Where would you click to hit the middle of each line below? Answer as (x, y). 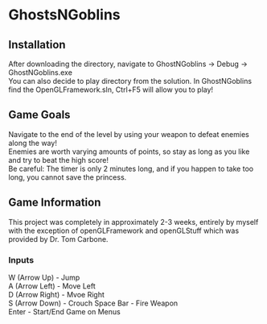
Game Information (55, 203)
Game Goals (39, 115)
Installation (37, 45)
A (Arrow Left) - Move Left (52, 286)
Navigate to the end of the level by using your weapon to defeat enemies (129, 134)
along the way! (33, 143)
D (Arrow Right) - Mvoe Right (56, 294)
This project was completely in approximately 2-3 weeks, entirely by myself (133, 222)
